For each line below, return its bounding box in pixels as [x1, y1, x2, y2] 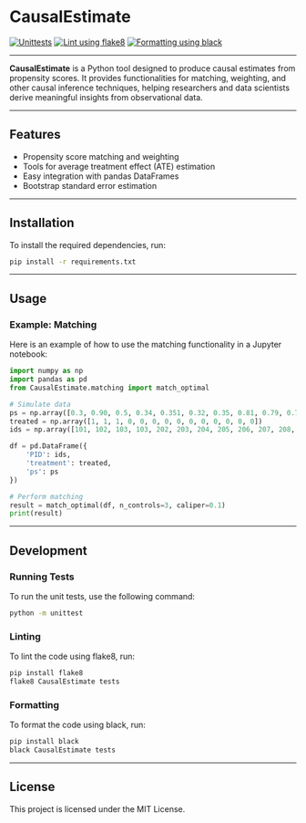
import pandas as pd [9, 375, 88, 384]
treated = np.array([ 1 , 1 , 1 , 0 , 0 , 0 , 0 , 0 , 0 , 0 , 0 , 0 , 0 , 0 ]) [9, 417, 263, 426]
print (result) [9, 509, 64, 518]
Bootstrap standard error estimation [22, 180, 158, 191]
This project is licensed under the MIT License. [9, 803, 186, 814]
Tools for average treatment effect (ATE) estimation [22, 161, 216, 172]
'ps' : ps [25, 467, 59, 476]
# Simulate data [9, 400, 71, 409]
